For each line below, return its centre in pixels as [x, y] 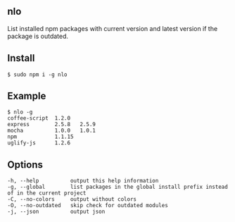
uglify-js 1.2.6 [39, 143]
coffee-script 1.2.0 [39, 118]
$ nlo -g [20, 112]
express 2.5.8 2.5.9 [52, 125]
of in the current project [47, 193]
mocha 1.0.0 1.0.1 [52, 131]
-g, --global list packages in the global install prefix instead [118, 187]
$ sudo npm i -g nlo [38, 74]
